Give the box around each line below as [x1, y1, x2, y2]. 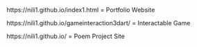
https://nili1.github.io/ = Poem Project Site [6, 32, 126, 40]
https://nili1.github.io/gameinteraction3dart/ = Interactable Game [6, 19, 191, 27]
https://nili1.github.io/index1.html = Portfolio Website [6, 6, 155, 14]
